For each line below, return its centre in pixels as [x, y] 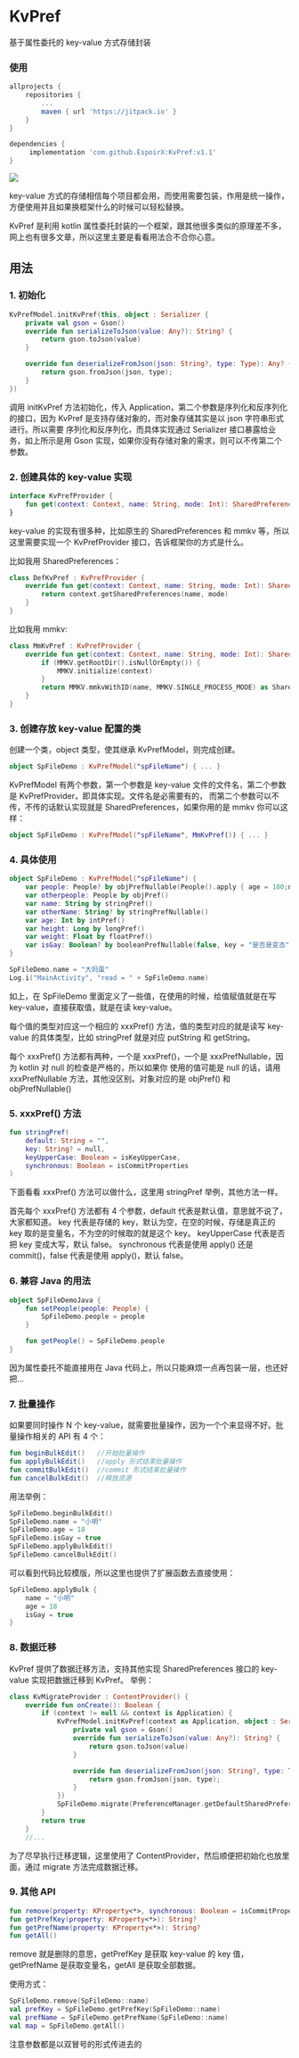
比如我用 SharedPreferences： [65, 560]
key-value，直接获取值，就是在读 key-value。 [93, 1007]
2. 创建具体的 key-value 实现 [71, 477]
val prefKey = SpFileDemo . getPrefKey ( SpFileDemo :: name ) [115, 2010]
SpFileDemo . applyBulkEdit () [61, 1547]
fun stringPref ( [39, 1133]
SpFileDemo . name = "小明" [56, 1522]
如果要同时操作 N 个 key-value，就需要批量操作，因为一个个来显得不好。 [142, 1425]
